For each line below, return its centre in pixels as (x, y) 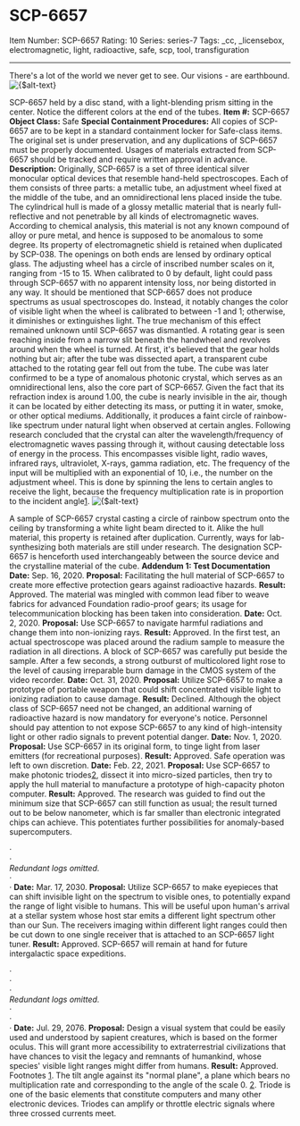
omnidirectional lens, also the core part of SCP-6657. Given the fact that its (147, 387)
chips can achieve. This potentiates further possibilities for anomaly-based (147, 822)
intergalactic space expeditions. (68, 954)
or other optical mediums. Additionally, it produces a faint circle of (131, 416)
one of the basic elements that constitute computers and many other (135, 1094)
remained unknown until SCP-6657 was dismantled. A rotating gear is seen (147, 330)
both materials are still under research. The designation (159, 547)
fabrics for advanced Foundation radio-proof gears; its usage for (128, 603)
